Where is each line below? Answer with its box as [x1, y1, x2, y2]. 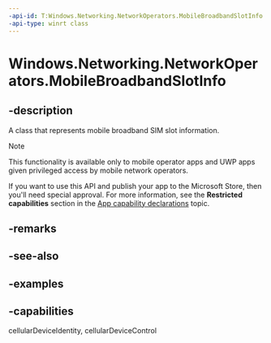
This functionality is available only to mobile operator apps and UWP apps [8, 156, 256, 166]
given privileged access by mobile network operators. [8, 165, 189, 175]
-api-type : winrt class [8, 19, 89, 28]
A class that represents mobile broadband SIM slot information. [8, 125, 220, 135]
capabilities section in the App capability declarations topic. [8, 198, 210, 208]
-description [8, 104, 73, 118]
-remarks [8, 221, 57, 235]
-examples [8, 277, 64, 290]
